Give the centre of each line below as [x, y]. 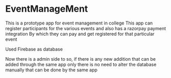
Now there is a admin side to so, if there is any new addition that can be [80, 59]
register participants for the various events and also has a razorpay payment [86, 28]
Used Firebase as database [34, 49]
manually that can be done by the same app [52, 70]
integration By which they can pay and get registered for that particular [80, 34]
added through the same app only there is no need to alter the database [81, 64]
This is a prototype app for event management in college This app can [79, 23]
